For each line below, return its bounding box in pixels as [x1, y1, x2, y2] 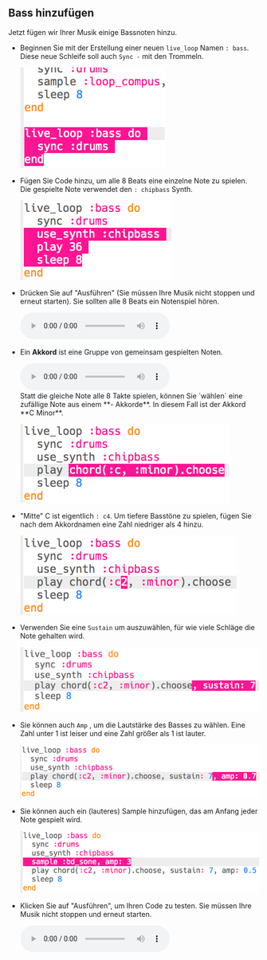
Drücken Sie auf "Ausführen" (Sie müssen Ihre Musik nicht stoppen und [19, 288, 255, 297]
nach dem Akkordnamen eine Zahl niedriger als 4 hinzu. [19, 519, 204, 529]
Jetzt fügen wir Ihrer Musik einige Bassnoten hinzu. [8, 27, 178, 37]
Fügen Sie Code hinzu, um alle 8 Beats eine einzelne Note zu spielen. [19, 175, 248, 186]
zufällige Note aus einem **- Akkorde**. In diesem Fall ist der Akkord [19, 399, 246, 409]
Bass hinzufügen [8, 6, 94, 20]
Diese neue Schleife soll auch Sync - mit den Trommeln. [19, 51, 204, 61]
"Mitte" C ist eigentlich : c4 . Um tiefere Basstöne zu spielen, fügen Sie [19, 511, 253, 520]
